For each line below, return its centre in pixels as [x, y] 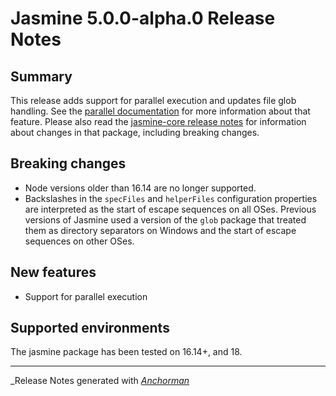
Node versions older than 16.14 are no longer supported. [140, 188]
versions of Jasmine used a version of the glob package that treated [165, 219]
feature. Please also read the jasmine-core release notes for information [158, 121]
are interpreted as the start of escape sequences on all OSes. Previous [170, 209]
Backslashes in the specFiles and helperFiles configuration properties [171, 198]
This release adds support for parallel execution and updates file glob [153, 100]
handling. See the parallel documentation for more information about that [160, 111]
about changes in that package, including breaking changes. [135, 132]
